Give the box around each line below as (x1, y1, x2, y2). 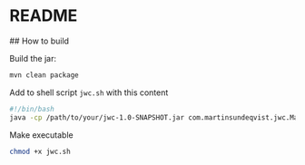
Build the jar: (9, 53, 57, 63)
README (9, 5, 78, 26)
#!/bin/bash (9, 104, 54, 113)
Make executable (9, 129, 74, 141)
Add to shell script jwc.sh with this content (9, 87, 169, 98)
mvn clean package (9, 70, 79, 80)
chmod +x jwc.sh (9, 147, 71, 156)
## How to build (9, 35, 70, 46)
